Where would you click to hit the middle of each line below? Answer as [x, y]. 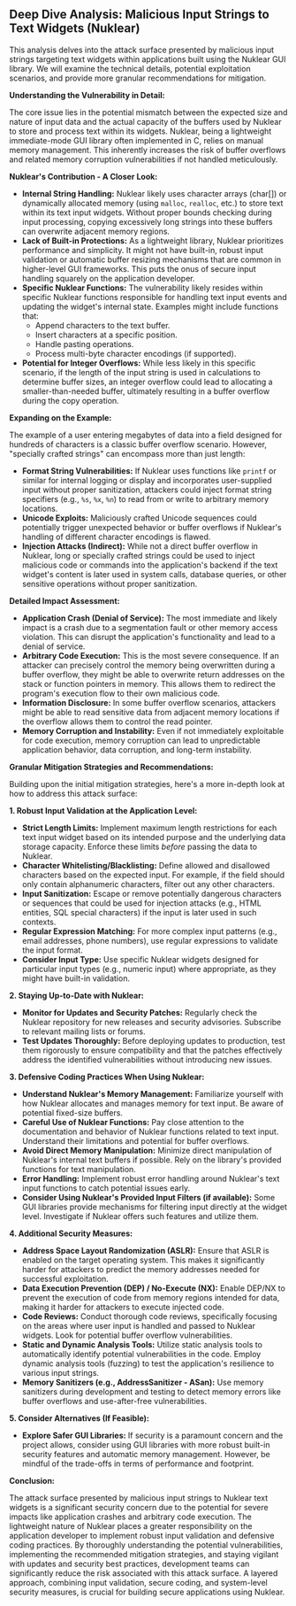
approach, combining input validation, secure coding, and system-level [138, 1582]
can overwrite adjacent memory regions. [96, 231]
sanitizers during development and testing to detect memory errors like [151, 1391]
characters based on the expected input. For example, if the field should [153, 875]
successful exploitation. [65, 1278]
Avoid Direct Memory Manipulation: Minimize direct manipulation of [147, 1150]
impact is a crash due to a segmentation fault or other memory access [150, 627]
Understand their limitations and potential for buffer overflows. [136, 1140]
